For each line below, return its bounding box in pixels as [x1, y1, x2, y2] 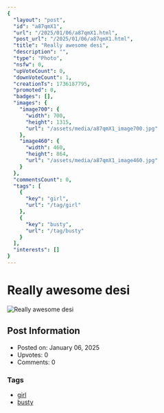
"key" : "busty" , [25, 221, 72, 227]
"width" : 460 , [25, 144, 67, 151]
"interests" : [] [13, 247, 60, 254]
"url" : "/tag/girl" [25, 202, 81, 209]
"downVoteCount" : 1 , [13, 74, 72, 81]
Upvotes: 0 [16, 350, 49, 359]
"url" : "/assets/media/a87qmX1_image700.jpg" [25, 125, 158, 132]
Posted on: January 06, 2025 [16, 343, 99, 351]
